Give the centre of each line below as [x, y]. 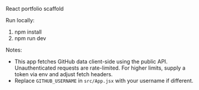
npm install [28, 32]
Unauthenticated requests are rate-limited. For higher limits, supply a [100, 68]
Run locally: [20, 20]
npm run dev [30, 38]
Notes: [14, 50]
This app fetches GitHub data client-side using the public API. [91, 61]
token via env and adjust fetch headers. [63, 74]
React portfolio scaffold [35, 9]
